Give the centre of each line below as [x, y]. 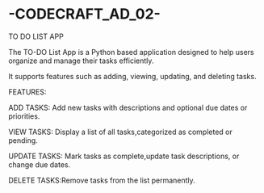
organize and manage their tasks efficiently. [81, 61]
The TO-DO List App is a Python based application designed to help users [131, 52]
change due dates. [40, 164]
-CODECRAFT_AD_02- [85, 14]
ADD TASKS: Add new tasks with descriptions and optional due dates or [128, 107]
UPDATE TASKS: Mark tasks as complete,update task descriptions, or [124, 156]
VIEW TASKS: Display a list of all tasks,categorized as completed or [120, 132]
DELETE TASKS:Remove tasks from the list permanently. [102, 180]
